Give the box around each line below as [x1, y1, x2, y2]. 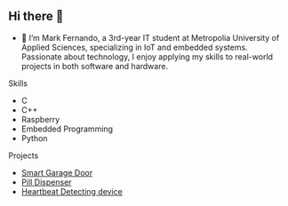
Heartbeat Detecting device [20, 186, 124, 196]
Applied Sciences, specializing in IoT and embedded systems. [20, 42, 248, 52]
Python [20, 132, 48, 143]
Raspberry [20, 114, 60, 124]
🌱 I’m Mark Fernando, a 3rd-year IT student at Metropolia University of [20, 32, 280, 43]
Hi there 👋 [8, 9, 64, 24]
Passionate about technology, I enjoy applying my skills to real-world [20, 51, 273, 62]
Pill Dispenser [20, 177, 72, 187]
